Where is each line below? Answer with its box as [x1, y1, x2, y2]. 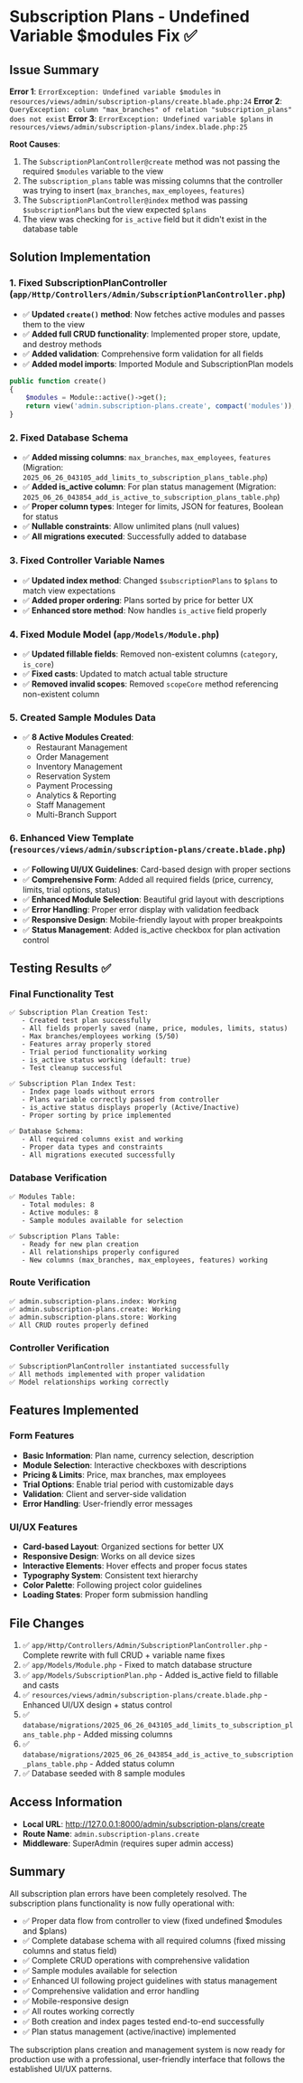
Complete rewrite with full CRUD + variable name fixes [22, 1649, 225, 1661]
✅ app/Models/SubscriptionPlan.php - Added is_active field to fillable [22, 1669, 279, 1680]
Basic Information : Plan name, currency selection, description [22, 1450, 254, 1461]
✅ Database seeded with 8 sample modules [22, 1767, 186, 1778]
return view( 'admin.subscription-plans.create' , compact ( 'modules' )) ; [25, 402, 297, 411]
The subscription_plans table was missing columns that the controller [22, 175, 283, 186]
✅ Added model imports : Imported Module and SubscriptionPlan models [22, 358, 294, 369]
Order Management [35, 752, 109, 762]
